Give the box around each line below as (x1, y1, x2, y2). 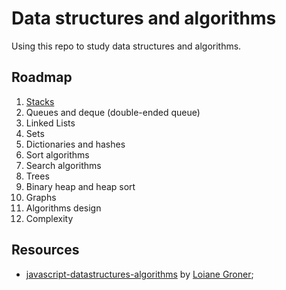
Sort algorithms (25, 148, 90, 161)
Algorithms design (25, 202, 102, 214)
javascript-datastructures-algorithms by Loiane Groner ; (25, 268, 254, 280)
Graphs (25, 191, 57, 203)
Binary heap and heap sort (25, 180, 136, 192)
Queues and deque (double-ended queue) (25, 106, 201, 118)
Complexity (25, 212, 74, 224)
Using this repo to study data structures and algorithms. (11, 40, 242, 52)
